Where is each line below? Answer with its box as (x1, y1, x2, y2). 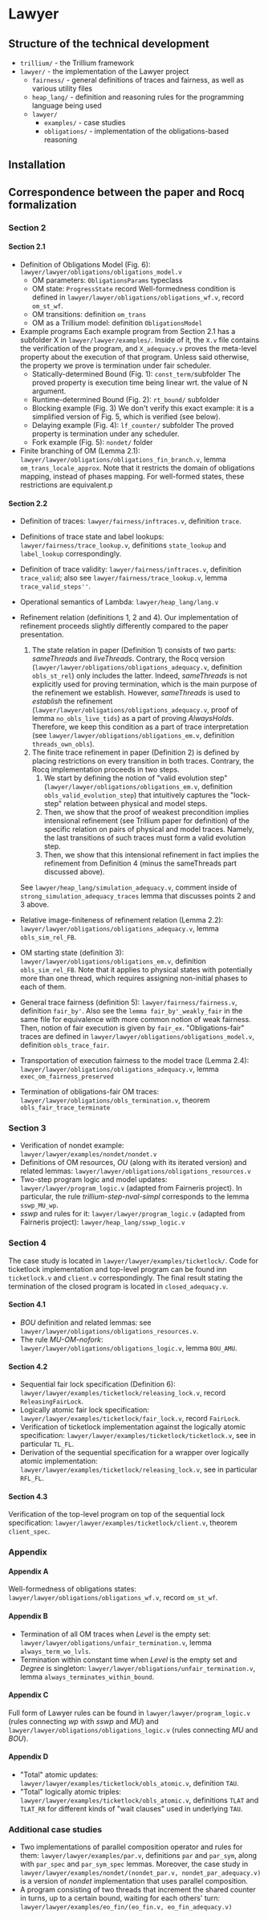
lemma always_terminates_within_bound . (19, 1672, 155, 1681)
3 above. (19, 900, 50, 910)
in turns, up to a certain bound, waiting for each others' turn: (19, 1893, 221, 1903)
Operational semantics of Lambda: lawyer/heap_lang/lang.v (19, 597, 219, 607)
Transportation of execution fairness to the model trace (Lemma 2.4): (19, 1056, 250, 1065)
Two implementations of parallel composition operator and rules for (19, 1842, 243, 1852)
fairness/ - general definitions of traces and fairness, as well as (31, 75, 245, 84)
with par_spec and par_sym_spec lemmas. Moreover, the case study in (19, 1860, 249, 1869)
